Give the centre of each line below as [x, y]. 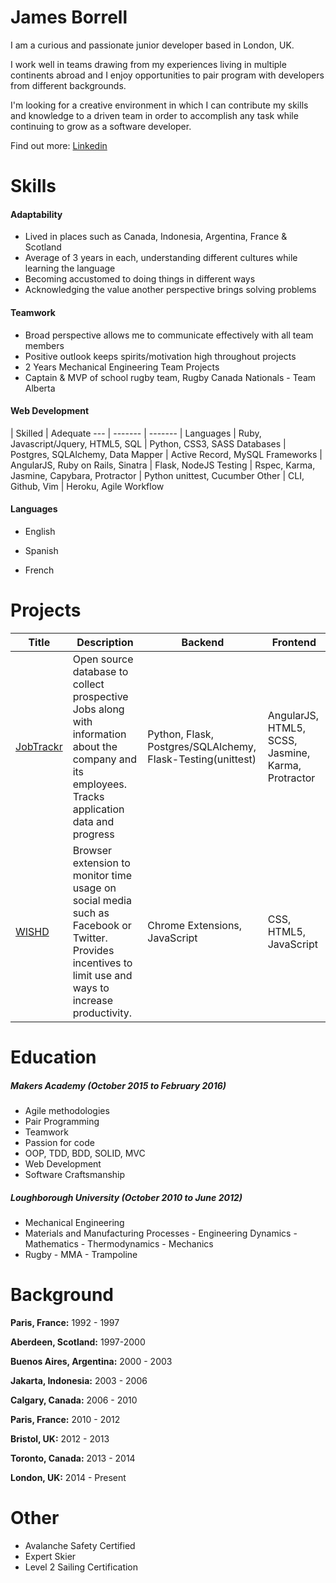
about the [95, 746]
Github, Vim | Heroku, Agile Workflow [87, 486]
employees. [100, 784]
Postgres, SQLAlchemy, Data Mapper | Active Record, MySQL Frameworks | [166, 454]
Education [53, 1057]
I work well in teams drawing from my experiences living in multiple [148, 64]
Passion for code [59, 1143]
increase [93, 1000]
